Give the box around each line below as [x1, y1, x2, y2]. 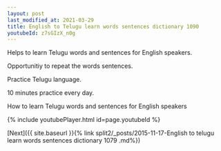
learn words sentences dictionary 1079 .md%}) [7, 136, 141, 145]
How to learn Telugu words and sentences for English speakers [7, 102, 188, 111]
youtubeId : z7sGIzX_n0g [7, 29, 76, 37]
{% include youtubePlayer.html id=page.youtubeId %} [7, 116, 161, 124]
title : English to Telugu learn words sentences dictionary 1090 [7, 23, 199, 30]
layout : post [7, 10, 45, 17]
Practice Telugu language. [7, 75, 81, 84]
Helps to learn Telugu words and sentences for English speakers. [7, 48, 193, 57]
